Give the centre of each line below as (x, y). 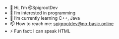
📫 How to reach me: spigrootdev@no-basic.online (62, 24)
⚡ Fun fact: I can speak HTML (40, 31)
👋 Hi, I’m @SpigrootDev (34, 8)
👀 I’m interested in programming (43, 13)
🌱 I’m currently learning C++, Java (45, 18)
